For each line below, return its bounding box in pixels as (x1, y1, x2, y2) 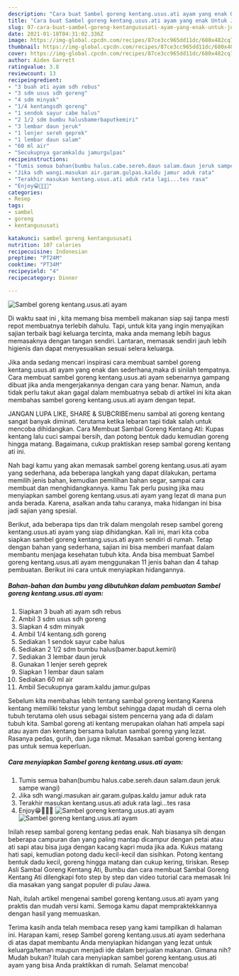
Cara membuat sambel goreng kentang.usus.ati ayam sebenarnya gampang (8, 372, 230, 381)
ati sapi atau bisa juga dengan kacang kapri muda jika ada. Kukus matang (8, 842, 223, 851)
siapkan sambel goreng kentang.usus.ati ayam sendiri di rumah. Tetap (8, 535, 213, 544)
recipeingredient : (8, 76, 62, 84)
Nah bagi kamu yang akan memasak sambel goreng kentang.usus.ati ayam (8, 461, 228, 469)
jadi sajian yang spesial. (8, 506, 77, 515)
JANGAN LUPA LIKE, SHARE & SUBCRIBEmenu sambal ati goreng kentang (8, 409, 226, 418)
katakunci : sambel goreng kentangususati (8, 235, 133, 242)
